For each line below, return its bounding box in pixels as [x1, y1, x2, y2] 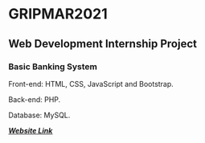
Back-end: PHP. [8, 94, 61, 104]
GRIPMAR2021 [8, 5, 109, 23]
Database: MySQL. [8, 110, 71, 120]
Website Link [8, 125, 53, 135]
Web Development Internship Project [8, 37, 197, 51]
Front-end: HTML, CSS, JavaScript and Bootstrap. [8, 79, 174, 88]
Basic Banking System [8, 61, 98, 72]
